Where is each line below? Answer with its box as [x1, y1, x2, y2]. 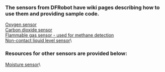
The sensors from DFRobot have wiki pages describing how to [5, 4, 160, 11]
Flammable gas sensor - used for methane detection [5, 32, 114, 38]
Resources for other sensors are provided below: [5, 50, 127, 57]
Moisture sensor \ [5, 61, 41, 67]
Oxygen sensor [5, 21, 37, 27]
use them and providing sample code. [5, 10, 100, 17]
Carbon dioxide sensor [5, 27, 53, 33]
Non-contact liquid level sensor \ [5, 37, 72, 43]
